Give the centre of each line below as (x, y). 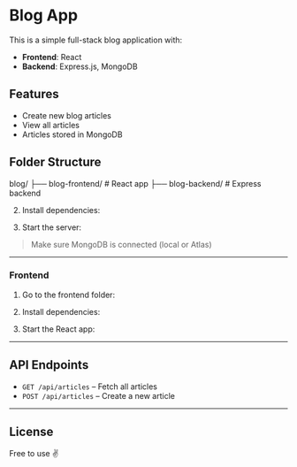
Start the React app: (58, 329)
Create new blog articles (67, 115)
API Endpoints (49, 365)
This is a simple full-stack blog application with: (96, 40)
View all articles (50, 125)
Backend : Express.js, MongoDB (80, 66)
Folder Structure (55, 162)
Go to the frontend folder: (69, 295)
